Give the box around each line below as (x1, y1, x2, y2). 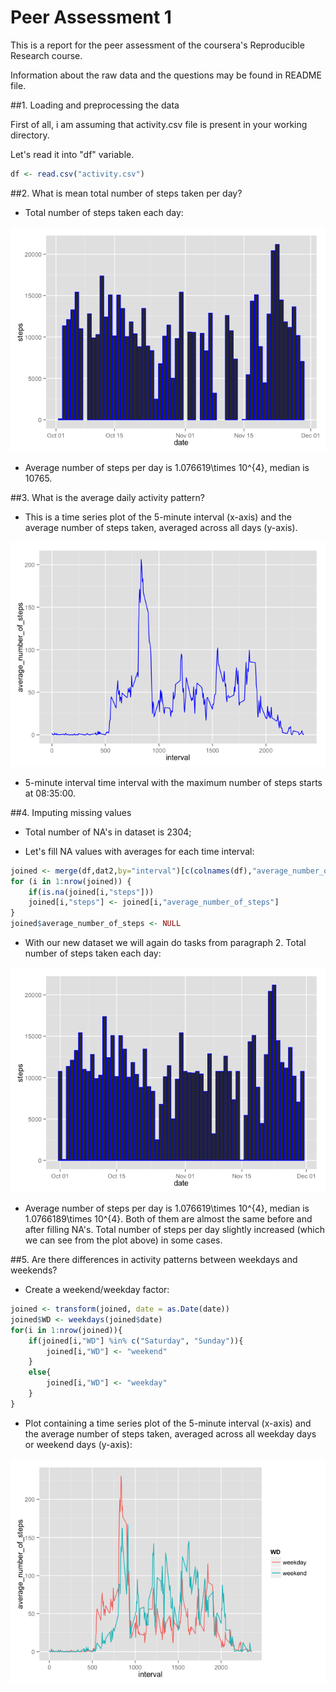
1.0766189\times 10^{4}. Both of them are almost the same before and (24, 1213, 313, 1225)
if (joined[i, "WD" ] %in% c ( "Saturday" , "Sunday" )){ (28, 1336, 244, 1346)
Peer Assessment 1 (10, 6, 172, 29)
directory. (10, 129, 50, 141)
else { (28, 1367, 52, 1378)
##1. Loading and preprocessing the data (10, 99, 180, 111)
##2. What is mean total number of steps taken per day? (10, 187, 243, 199)
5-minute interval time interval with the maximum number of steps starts (24, 776, 323, 788)
